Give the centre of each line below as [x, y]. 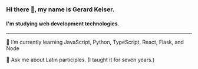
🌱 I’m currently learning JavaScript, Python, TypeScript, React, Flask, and [95, 42]
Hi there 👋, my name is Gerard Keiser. [60, 9]
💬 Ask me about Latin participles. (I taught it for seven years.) [80, 60]
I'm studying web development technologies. [63, 24]
